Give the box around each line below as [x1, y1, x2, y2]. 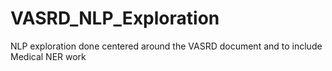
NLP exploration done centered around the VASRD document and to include [10, 40, 323, 52]
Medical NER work [10, 50, 87, 62]
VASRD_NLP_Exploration [10, 7, 220, 30]
